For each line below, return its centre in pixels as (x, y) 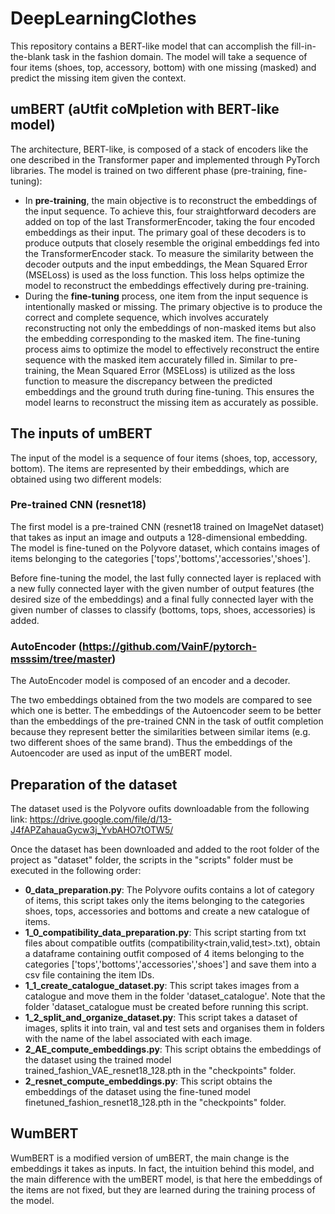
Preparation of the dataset (94, 784)
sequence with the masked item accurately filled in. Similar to (151, 359)
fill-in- (303, 46)
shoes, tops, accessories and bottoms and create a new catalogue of (167, 911)
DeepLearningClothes (103, 18)
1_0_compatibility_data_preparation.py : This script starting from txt (165, 932)
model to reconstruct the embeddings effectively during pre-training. (167, 285)
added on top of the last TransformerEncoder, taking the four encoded (169, 221)
